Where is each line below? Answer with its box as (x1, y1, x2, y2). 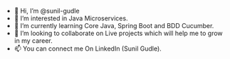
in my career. (14, 37, 53, 45)
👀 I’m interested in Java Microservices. (14, 14, 128, 22)
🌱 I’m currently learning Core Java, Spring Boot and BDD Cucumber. (14, 22, 214, 29)
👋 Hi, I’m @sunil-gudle (14, 7, 80, 15)
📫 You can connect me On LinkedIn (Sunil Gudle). (14, 44, 162, 53)
